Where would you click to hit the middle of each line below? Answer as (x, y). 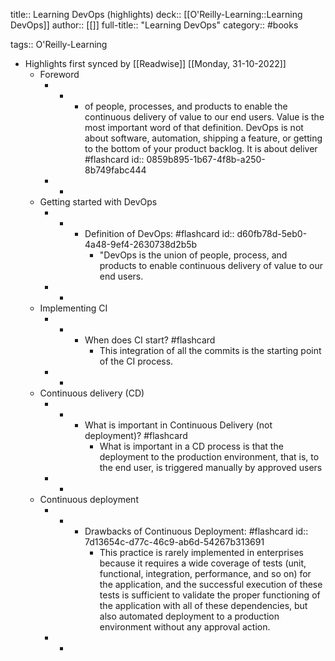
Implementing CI (73, 308)
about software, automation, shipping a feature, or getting (203, 138)
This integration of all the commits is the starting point (210, 350)
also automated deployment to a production (189, 616)
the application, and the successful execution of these (211, 584)
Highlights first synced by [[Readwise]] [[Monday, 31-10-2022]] (155, 63)
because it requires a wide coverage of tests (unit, (203, 563)
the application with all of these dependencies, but (203, 605)
